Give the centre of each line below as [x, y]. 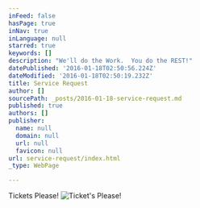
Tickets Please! [33, 196]
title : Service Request [48, 83]
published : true [35, 106]
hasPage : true [32, 23]
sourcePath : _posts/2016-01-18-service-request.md [95, 98]
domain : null [37, 135]
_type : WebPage [34, 166]
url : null [32, 143]
